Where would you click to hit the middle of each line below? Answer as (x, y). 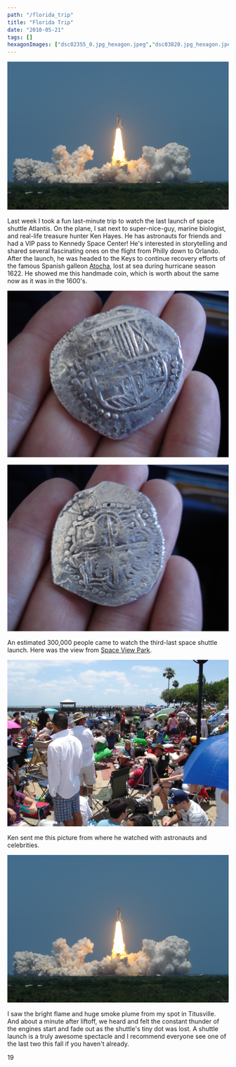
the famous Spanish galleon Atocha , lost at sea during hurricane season (112, 266)
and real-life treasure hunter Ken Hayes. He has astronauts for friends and (114, 235)
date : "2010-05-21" (36, 30)
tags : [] (20, 37)
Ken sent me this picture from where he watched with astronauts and (107, 837)
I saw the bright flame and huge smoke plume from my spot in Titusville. (112, 1014)
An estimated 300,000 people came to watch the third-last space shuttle (112, 642)
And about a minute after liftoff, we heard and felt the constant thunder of (113, 1021)
